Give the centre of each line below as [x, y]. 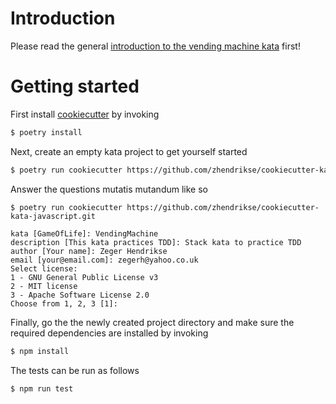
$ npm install [40, 351]
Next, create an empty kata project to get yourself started [129, 151]
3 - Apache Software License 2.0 [80, 295]
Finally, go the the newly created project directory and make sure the [152, 322]
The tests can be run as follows [75, 370]
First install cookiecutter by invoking [85, 114]
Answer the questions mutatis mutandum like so [109, 189]
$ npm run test [42, 388]
